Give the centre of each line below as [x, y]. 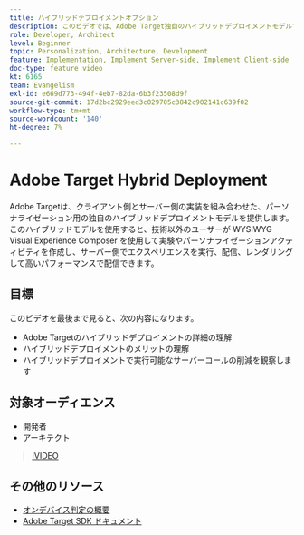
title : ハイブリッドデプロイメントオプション [84, 18]
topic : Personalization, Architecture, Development [109, 52]
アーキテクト [46, 437]
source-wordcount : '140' [56, 119]
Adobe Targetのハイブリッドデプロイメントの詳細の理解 [127, 337]
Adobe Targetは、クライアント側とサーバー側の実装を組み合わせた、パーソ [149, 206]
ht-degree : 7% [36, 128]
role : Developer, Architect [62, 34]
